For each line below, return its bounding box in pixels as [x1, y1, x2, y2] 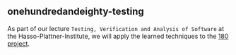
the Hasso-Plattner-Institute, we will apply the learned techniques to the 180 [7, 32, 229, 40]
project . [7, 39, 30, 48]
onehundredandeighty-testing [7, 6, 145, 18]
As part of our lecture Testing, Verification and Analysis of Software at [7, 24, 225, 32]
